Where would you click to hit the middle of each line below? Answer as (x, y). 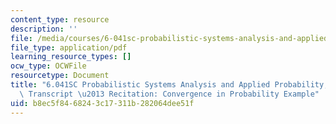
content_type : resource (60, 19)
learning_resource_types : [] (71, 57)
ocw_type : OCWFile (48, 66)
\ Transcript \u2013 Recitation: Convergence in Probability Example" (169, 94)
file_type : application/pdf (69, 47)
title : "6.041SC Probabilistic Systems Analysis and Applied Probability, (169, 85)
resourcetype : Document (60, 76)
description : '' (44, 29)
